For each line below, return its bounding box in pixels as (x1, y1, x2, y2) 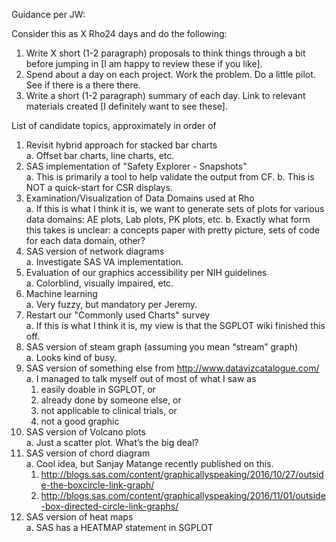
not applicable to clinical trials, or (40, 405, 178, 416)
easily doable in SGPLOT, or (40, 384, 156, 395)
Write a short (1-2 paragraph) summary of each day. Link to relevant (25, 90, 306, 101)
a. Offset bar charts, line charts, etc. (25, 150, 175, 161)
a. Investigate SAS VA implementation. (25, 256, 184, 268)
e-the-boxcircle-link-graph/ (40, 479, 155, 491)
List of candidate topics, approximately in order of (11, 120, 217, 131)
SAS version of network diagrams (25, 245, 165, 257)
